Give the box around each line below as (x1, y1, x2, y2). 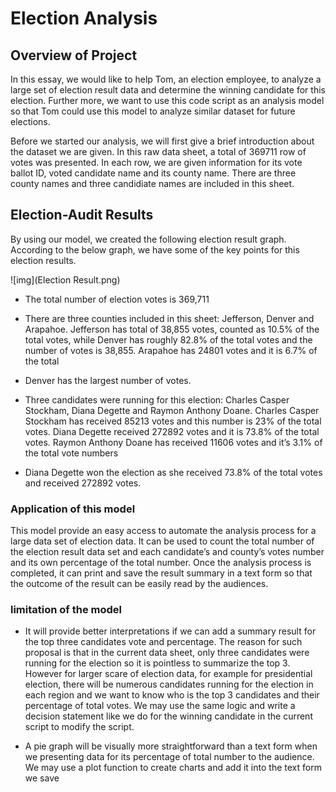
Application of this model (10, 502, 136, 516)
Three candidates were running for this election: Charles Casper (24, 393, 290, 406)
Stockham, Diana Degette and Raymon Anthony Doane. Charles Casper (24, 404, 320, 416)
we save (24, 772, 60, 784)
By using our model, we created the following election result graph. (10, 233, 287, 245)
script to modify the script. (24, 721, 135, 733)
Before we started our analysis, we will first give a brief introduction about (10, 135, 315, 147)
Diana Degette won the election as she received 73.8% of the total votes (24, 466, 323, 478)
